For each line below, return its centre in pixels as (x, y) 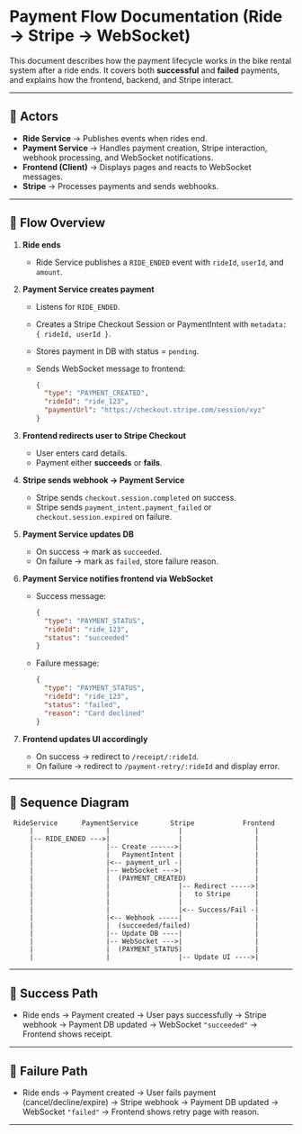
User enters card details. (81, 453)
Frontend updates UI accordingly (85, 739)
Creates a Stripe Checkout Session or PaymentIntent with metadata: (161, 324)
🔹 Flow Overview (58, 223)
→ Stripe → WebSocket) (100, 36)
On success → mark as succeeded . (99, 551)
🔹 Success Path (54, 993)
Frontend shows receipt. (67, 1034)
